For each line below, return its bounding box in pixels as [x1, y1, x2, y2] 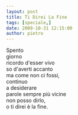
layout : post [6, 8, 38, 15]
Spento [6, 47, 24, 54]
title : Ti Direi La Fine [6, 14, 67, 20]
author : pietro [6, 31, 44, 37]
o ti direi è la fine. [6, 103, 48, 110]
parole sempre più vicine [6, 91, 67, 98]
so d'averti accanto [6, 65, 53, 73]
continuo [6, 78, 28, 86]
